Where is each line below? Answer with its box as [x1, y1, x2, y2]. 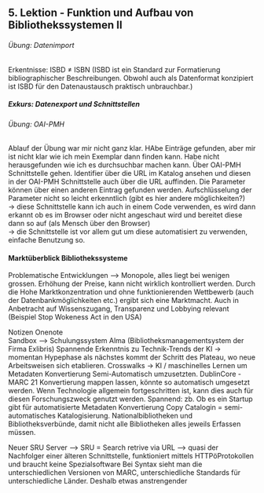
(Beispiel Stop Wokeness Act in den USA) [8, 312, 143, 322]
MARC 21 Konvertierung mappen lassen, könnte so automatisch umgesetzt [8, 378, 250, 387]
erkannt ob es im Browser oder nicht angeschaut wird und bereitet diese [8, 210, 243, 220]
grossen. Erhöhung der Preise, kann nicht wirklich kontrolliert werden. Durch [8, 279, 256, 289]
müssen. [8, 428, 36, 437]
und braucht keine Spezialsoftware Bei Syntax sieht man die [8, 459, 203, 469]
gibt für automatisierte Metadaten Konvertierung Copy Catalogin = [8, 403, 222, 412]
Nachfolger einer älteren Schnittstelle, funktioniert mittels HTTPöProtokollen [8, 451, 254, 461]
